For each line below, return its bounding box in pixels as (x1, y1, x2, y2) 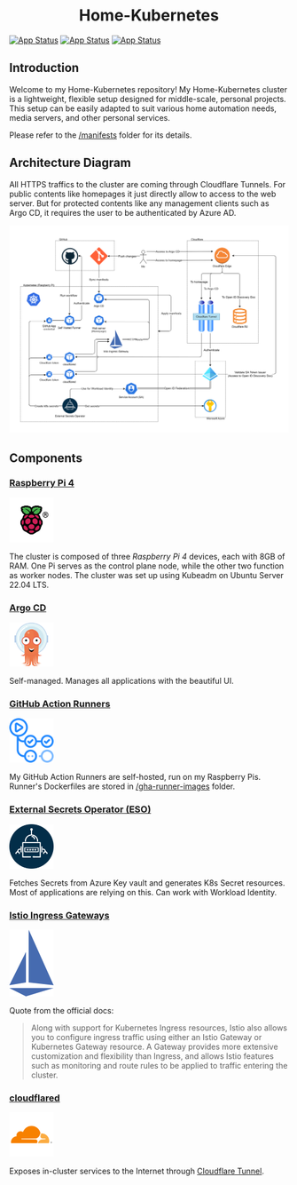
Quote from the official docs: (9, 1005, 114, 1015)
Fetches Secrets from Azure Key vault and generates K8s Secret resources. (9, 877, 285, 888)
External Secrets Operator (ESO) (9, 803, 152, 815)
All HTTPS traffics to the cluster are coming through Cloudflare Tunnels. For (9, 179, 286, 189)
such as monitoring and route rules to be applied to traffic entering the (30, 1060, 288, 1070)
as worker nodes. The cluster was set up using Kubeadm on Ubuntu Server (9, 569, 284, 580)
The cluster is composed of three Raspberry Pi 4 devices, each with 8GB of (9, 551, 285, 561)
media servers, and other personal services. (9, 112, 171, 123)
